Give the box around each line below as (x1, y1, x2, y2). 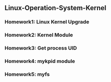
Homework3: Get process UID (4, 45, 77, 52)
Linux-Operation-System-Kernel (4, 4, 107, 12)
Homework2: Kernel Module (4, 32, 73, 39)
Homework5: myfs (4, 71, 50, 78)
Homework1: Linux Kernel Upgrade (4, 19, 89, 25)
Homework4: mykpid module (4, 58, 76, 65)
